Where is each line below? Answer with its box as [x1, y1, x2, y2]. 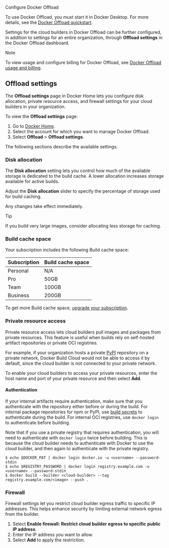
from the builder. [5, 511, 40, 517]
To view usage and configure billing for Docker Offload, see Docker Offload [5, 60, 162, 65]
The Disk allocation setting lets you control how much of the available [5, 168, 151, 174]
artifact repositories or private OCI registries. [5, 340, 98, 346]
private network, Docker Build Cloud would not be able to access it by [5, 355, 150, 361]
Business [8, 292, 29, 299]
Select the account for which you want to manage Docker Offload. [12, 128, 150, 134]
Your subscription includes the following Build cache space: [5, 247, 129, 253]
